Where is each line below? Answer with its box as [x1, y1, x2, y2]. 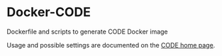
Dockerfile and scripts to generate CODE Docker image [6, 27, 168, 36]
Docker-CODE [6, 4, 91, 20]
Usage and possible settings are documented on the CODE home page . [6, 41, 216, 49]
